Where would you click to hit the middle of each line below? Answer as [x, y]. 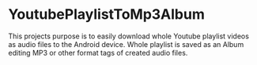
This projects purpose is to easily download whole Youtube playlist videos [128, 36]
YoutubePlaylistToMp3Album [107, 14]
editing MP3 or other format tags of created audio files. [98, 52]
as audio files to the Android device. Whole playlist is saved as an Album [126, 44]
